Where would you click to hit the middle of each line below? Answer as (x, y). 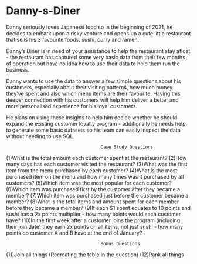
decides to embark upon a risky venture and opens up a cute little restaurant (98, 33)
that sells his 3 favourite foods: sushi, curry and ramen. (73, 39)
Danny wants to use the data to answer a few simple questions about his (94, 81)
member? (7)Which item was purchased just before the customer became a (97, 195)
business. (18, 69)
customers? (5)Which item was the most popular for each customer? (89, 183)
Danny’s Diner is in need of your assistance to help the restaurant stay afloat (98, 51)
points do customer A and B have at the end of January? (74, 233)
